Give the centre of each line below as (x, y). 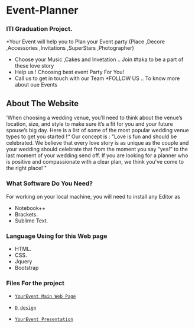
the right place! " (27, 168)
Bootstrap (27, 268)
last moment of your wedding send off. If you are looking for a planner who (97, 155)
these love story (34, 66)
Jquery (23, 261)
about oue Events (36, 85)
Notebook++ (30, 208)
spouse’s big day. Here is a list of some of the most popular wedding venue (97, 130)
